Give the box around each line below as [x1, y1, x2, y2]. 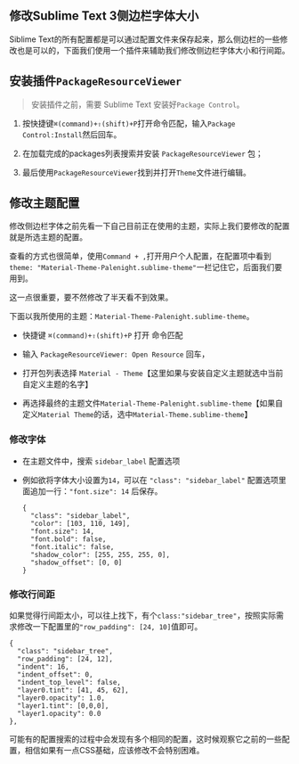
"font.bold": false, [30, 534, 107, 544]
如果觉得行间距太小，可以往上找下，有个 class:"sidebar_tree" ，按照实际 [9, 610, 277, 621]
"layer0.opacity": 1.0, [17, 694, 105, 702]
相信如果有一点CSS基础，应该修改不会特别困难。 [24, 745, 205, 756]
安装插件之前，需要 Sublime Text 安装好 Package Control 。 [30, 99, 245, 110]
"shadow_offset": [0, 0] [30, 558, 123, 567]
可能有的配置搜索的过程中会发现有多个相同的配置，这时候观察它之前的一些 [9, 734, 282, 744]
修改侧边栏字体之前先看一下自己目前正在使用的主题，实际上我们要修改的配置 [9, 221, 290, 232]
